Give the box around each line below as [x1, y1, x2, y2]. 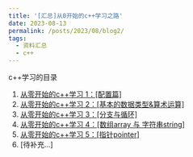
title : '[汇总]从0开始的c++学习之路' [8, 11, 124, 20]
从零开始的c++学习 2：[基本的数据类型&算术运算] [19, 100, 185, 109]
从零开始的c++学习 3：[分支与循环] [19, 109, 138, 119]
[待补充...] [19, 140, 54, 149]
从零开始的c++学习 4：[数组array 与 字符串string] [19, 120, 186, 129]
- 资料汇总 [15, 42, 48, 50]
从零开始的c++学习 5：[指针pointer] [19, 130, 140, 139]
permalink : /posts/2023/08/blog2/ [8, 27, 125, 35]
